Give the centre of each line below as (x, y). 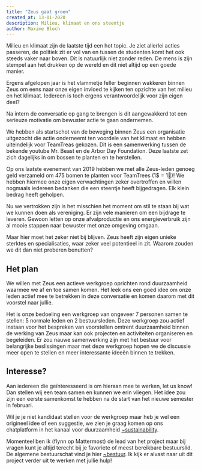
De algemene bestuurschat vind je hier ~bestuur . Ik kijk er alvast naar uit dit (100, 454)
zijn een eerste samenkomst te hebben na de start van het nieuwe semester (100, 398)
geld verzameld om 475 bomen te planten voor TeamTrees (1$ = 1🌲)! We (95, 176)
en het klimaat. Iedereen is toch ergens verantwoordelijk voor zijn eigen (94, 96)
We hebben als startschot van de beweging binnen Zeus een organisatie (96, 132)
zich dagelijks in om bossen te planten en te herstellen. (74, 158)
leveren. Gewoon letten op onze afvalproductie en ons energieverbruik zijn (98, 219)
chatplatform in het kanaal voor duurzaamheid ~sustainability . (82, 429)
